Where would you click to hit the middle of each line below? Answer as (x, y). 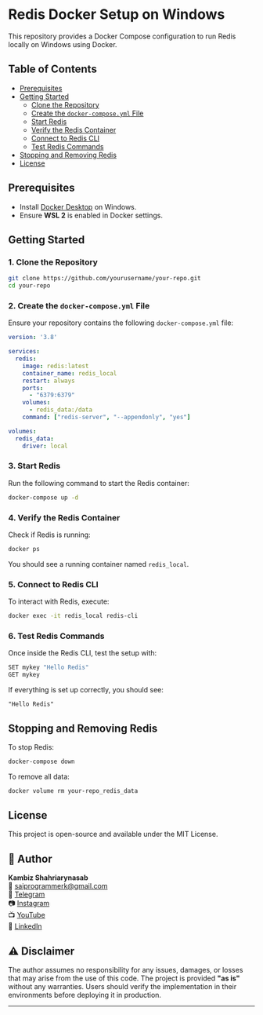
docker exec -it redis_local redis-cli (73, 616)
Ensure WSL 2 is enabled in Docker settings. (91, 215)
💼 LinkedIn (25, 926)
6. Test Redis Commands (56, 636)
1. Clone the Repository (53, 262)
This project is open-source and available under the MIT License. (113, 834)
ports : (33, 388)
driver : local (45, 446)
